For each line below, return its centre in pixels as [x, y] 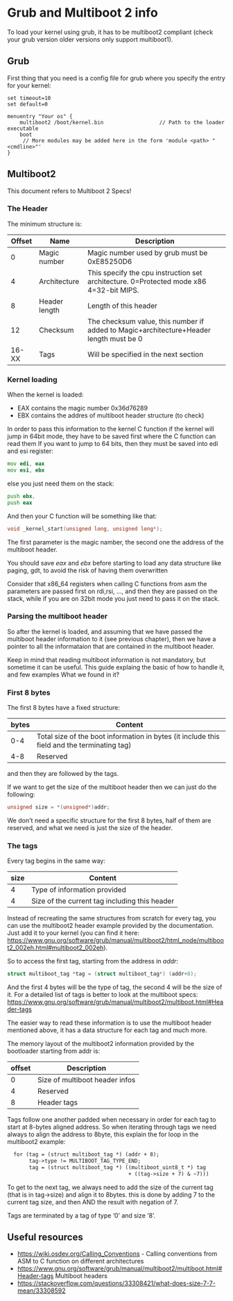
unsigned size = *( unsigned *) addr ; [59, 807]
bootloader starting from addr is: [54, 1051]
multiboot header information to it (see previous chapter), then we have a [112, 639]
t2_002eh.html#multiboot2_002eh [55, 948]
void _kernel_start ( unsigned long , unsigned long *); [85, 529]
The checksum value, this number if [146, 321]
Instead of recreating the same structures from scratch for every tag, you [112, 918]
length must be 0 [115, 338]
